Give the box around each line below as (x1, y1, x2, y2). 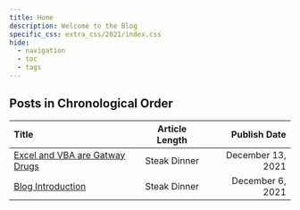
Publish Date (230, 128, 287, 140)
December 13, (226, 148, 287, 161)
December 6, (231, 174, 287, 187)
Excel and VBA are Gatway (13, 148, 126, 161)
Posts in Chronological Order (9, 96, 174, 112)
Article (157, 122, 187, 135)
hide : (9, 38, 29, 47)
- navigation (17, 46, 66, 55)
